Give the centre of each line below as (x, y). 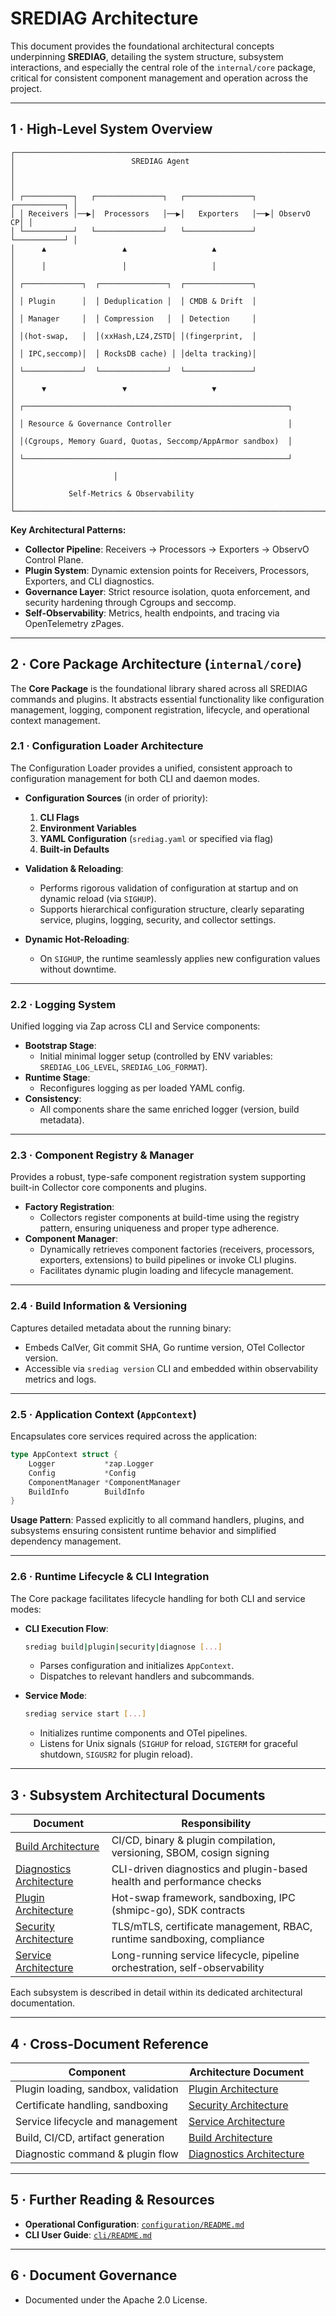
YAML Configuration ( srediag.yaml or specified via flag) (156, 838)
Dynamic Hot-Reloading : (77, 939)
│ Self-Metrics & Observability (102, 493)
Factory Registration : (69, 1207)
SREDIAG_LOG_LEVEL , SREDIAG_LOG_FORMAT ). (123, 1067)
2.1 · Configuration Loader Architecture (107, 746)
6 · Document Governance (94, 2275)
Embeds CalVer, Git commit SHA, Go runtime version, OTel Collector (165, 1347)
